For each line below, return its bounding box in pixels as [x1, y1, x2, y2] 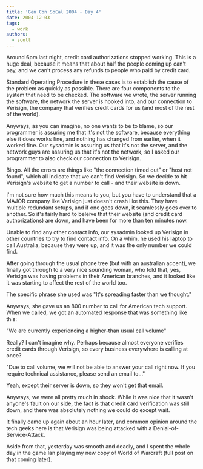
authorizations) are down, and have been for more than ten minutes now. [6, 217, 188, 224]
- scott [12, 37, 32, 43]
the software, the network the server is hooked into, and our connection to [6, 98, 192, 105]
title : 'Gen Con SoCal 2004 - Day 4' [6, 8, 102, 15]
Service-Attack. [6, 431, 45, 438]
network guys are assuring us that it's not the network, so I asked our [6, 148, 180, 155]
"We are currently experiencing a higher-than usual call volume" [6, 327, 167, 334]
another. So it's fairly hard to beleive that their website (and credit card [6, 211, 183, 217]
